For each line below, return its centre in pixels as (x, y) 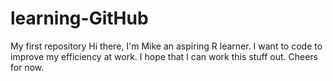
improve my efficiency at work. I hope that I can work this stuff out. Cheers (164, 56)
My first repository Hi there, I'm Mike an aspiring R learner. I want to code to (166, 46)
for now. (27, 67)
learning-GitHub (79, 18)
